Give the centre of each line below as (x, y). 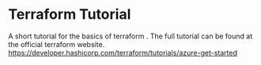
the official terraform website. (57, 44)
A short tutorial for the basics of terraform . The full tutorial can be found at (130, 36)
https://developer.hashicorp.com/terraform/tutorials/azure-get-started (123, 52)
